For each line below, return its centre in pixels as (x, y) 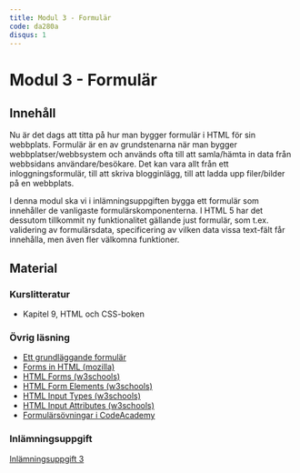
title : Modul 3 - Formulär (60, 18)
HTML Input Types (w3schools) (81, 396)
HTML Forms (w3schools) (71, 377)
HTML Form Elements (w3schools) (87, 387)
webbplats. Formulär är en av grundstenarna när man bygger (124, 145)
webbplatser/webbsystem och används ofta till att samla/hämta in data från (150, 155)
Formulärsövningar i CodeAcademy (89, 416)
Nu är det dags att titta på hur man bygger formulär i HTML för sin (133, 135)
